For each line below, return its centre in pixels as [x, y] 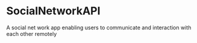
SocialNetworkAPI [53, 11]
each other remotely [32, 33]
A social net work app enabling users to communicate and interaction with [99, 27]
